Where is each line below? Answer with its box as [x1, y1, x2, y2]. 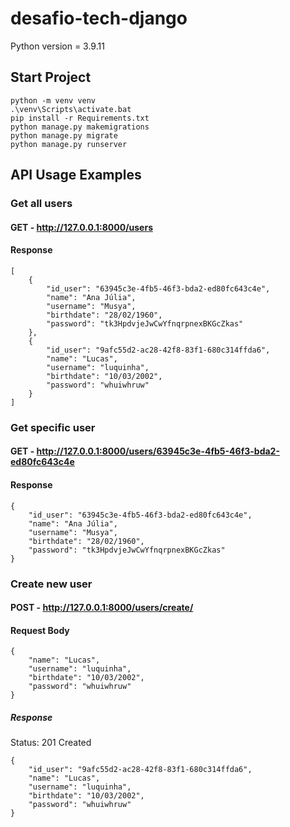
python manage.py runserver [10, 139, 128, 149]
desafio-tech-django [10, 7, 188, 30]
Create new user [10, 577, 93, 591]
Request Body [10, 624, 70, 636]
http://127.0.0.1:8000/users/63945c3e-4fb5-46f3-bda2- [36, 445, 280, 457]
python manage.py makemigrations [10, 122, 150, 132]
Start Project [10, 69, 92, 86]
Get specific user [10, 420, 96, 434]
